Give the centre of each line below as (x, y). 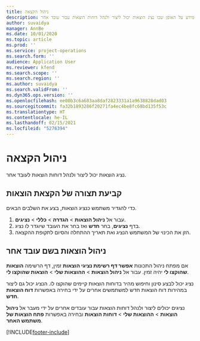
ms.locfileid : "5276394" (37, 129)
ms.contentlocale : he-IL (37, 117)
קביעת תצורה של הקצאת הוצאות (64, 194)
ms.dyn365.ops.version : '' (40, 95)
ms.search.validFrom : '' (37, 90)
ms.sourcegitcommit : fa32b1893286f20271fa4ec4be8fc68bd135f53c (87, 106)
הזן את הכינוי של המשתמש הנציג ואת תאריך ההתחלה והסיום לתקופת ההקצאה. (103, 232)
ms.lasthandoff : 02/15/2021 (41, 123)
